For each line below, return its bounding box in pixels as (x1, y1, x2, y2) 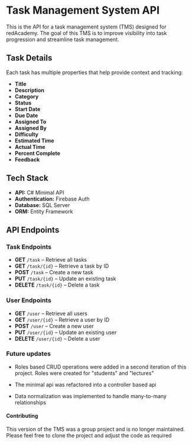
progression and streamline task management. (6, 36, 119, 43)
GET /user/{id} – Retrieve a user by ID (14, 316, 110, 323)
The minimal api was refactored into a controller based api (14, 381, 157, 388)
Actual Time (14, 143, 45, 150)
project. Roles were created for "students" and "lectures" (14, 369, 154, 377)
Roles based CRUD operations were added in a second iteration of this (14, 363, 187, 370)
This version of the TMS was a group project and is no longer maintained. (6, 425, 185, 433)
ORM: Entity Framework (14, 208, 73, 215)
